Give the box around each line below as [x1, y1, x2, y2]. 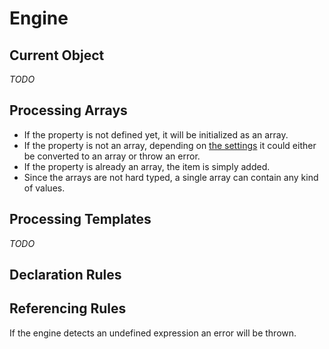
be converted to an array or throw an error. [23, 150, 201, 162]
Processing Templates [9, 211, 152, 228]
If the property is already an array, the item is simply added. [23, 160, 271, 172]
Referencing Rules [9, 300, 127, 317]
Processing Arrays [9, 102, 128, 119]
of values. [23, 182, 66, 194]
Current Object [9, 47, 105, 64]
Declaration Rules [9, 267, 122, 284]
